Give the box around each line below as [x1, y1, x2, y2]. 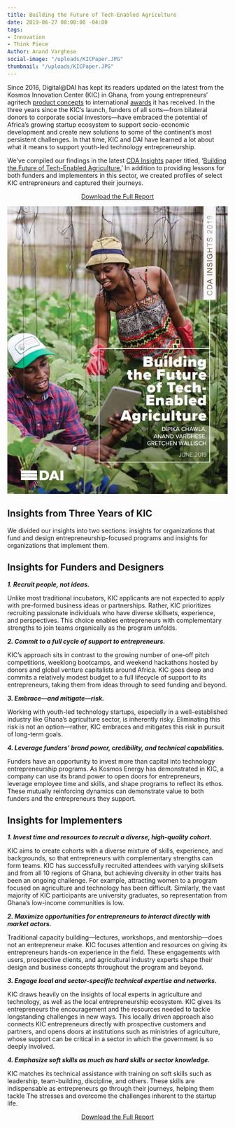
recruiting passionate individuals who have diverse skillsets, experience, [7, 608, 215, 617]
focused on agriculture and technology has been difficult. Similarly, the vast [7, 883, 225, 893]
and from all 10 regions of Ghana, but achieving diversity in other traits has [7, 869, 222, 877]
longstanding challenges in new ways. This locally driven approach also [7, 1012, 215, 1021]
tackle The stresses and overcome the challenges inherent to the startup [7, 1092, 217, 1100]
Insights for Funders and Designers [7, 561, 164, 574]
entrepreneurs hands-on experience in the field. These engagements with [7, 948, 220, 956]
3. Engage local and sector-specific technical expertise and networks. [7, 977, 218, 985]
